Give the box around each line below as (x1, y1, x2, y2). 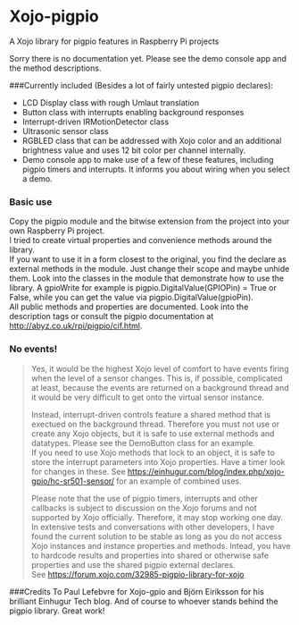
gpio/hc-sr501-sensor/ (30, 476, 114, 486)
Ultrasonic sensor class (21, 125, 109, 136)
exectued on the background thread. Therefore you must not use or (30, 418, 280, 429)
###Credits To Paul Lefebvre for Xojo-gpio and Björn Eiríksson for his (9, 586, 265, 596)
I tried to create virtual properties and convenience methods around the (9, 235, 272, 246)
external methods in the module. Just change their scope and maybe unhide (9, 264, 290, 274)
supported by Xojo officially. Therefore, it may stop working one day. (30, 511, 284, 522)
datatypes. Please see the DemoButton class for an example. (30, 437, 256, 448)
